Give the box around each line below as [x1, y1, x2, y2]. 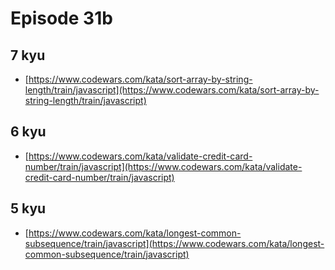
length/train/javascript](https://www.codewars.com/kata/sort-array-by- [24, 84, 320, 96]
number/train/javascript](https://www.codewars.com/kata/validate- [24, 160, 303, 172]
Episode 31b [10, 7, 113, 30]
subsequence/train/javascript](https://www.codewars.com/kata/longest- [24, 237, 325, 249]
